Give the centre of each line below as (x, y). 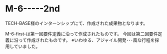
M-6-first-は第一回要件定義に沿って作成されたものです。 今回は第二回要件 (82, 33)
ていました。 (27, 46)
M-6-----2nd (32, 9)
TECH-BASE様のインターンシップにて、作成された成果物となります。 (76, 23)
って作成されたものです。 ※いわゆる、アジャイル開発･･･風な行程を (86, 40)
